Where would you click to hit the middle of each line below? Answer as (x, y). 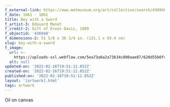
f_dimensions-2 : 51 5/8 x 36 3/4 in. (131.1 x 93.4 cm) (65, 39)
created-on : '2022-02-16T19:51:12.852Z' (48, 72)
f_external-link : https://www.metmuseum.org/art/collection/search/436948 (86, 10)
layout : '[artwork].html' (32, 81)
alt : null (20, 62)
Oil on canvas (19, 100)
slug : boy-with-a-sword (30, 43)
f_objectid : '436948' (28, 33)
